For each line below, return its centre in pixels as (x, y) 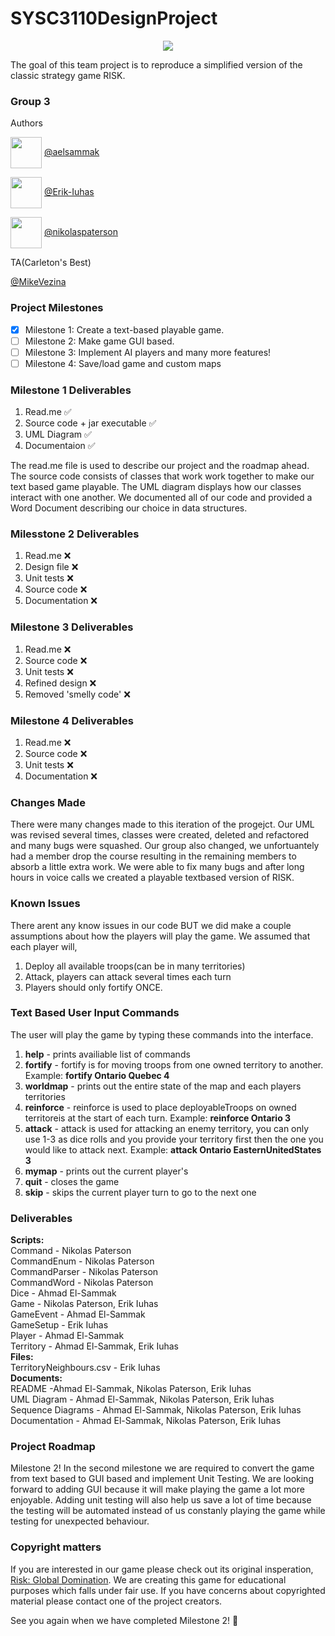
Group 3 (30, 101)
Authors (26, 123)
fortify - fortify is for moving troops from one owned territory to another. (174, 1064)
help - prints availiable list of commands (107, 1054)
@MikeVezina (38, 282)
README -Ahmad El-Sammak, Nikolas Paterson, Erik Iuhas (131, 1389)
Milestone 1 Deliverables (71, 390)
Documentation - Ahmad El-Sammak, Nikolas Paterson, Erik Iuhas (146, 1421)
